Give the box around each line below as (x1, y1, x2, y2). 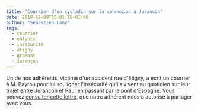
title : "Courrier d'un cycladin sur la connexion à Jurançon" (6, 8, 163, 15)
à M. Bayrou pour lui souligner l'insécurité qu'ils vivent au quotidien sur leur (6, 80, 191, 87)
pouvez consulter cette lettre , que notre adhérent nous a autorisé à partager (6, 93, 193, 100)
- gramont (11, 53, 36, 58)
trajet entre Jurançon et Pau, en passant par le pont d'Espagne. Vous (6, 87, 175, 94)
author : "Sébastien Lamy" (6, 19, 70, 25)
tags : (6, 25, 20, 31)
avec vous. (6, 99, 33, 106)
